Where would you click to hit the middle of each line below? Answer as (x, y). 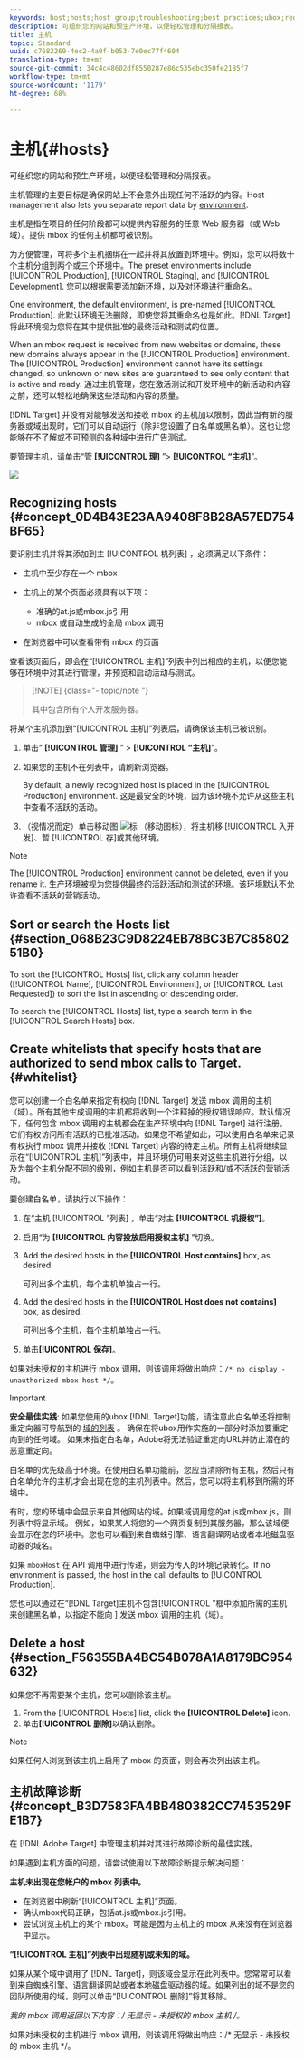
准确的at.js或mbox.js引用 (82, 612)
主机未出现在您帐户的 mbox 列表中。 (78, 1882)
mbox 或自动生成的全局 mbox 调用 (100, 623)
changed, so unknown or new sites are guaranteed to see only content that (149, 374)
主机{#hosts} (60, 149)
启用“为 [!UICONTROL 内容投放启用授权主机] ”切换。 (120, 1237)
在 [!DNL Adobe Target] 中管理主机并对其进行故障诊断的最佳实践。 (133, 1843)
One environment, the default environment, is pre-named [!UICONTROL (142, 305)
